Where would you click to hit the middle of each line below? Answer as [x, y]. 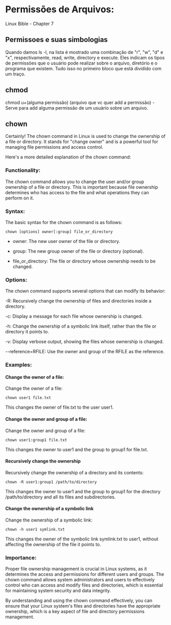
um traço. [15, 74]
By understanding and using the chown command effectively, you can [79, 600]
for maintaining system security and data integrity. [58, 591]
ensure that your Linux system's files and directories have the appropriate [83, 606]
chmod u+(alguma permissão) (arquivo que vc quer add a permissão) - [80, 102]
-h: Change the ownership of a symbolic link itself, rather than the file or [81, 326]
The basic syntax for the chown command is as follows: [64, 222]
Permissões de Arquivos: [60, 9]
